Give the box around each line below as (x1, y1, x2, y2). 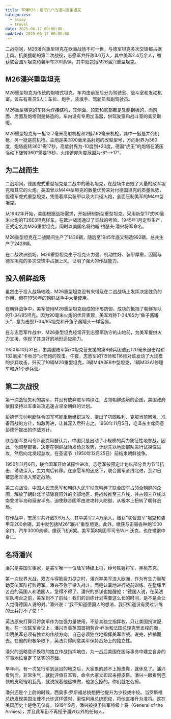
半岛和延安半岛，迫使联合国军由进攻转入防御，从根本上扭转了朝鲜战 (18, 497, 161, 504)
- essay (10, 17, 26, 22)
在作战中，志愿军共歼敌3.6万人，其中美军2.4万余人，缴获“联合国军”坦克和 (5, 515, 161, 521)
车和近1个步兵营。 (5, 366, 43, 372)
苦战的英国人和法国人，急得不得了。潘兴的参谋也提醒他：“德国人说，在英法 (5, 588, 164, 595)
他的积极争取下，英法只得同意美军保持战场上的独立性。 (18, 638, 135, 644)
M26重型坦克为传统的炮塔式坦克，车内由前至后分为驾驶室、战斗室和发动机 (5, 89, 162, 95)
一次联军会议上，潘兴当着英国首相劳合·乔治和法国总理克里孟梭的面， (18, 625, 163, 631)
